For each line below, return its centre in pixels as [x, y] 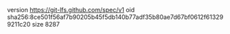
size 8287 [46, 24]
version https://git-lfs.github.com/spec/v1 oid [71, 10]
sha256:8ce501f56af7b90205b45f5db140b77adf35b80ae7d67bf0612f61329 [115, 17]
